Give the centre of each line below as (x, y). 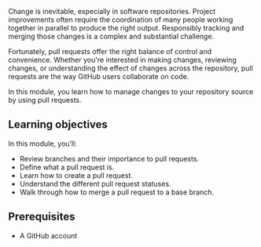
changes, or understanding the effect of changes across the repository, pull (130, 68)
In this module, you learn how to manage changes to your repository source (131, 92)
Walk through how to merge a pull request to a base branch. (117, 192)
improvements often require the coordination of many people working (121, 20)
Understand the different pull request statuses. (95, 183)
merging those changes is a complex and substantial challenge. (111, 36)
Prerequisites (42, 217)
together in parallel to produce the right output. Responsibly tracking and (126, 28)
